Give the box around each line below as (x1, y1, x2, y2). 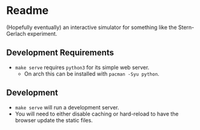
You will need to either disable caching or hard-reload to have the (15, 110, 179, 117)
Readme (6, 4, 49, 18)
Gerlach (6, 30, 26, 37)
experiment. (27, 30, 58, 37)
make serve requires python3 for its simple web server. (15, 63, 150, 71)
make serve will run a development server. (15, 103, 119, 111)
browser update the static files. (15, 116, 93, 124)
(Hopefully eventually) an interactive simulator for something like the (6, 24, 177, 31)
